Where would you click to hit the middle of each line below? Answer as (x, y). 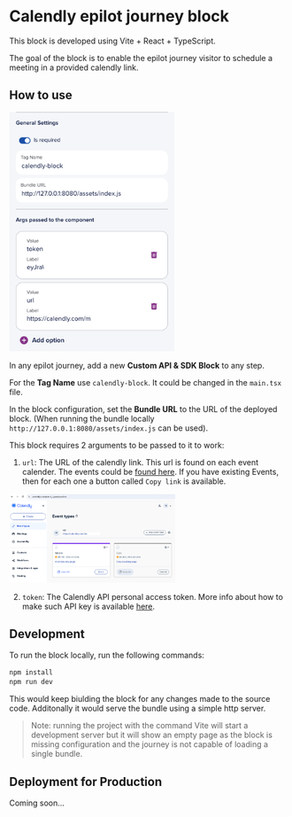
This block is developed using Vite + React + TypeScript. (113, 41)
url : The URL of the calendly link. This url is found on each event (140, 463)
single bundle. (57, 754)
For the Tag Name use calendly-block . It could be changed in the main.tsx (145, 383)
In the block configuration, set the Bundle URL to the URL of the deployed (143, 409)
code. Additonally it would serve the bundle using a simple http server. (138, 708)
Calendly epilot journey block (119, 16)
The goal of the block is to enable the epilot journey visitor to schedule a (141, 58)
